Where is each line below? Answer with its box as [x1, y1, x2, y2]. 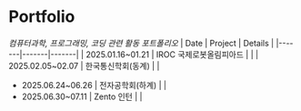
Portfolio [8, 6, 75, 27]
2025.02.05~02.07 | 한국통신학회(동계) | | [8, 60, 160, 71]
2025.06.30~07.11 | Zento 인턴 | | [21, 91, 143, 102]
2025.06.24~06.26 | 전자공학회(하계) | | [21, 79, 167, 90]
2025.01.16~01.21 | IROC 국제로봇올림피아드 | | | [85, 48, 259, 60]
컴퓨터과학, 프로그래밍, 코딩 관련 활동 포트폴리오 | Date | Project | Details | [8, 37, 275, 48]
